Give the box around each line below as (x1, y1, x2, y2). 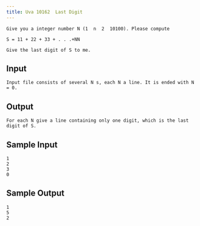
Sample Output (6, 188, 65, 199)
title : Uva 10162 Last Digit (6, 9, 83, 15)
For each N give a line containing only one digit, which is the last (6, 118, 189, 124)
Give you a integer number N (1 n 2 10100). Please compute (6, 26, 170, 32)
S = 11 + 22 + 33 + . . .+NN (6, 36, 80, 43)
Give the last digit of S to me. (6, 47, 91, 53)
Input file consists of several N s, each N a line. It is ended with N (6, 80, 195, 86)
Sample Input (6, 139, 58, 150)
